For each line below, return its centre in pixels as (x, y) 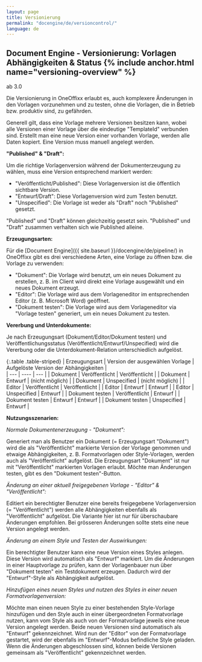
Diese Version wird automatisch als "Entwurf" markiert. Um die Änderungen (100, 559)
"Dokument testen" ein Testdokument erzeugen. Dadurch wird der (89, 571)
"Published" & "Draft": (35, 154)
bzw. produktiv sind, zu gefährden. (49, 111)
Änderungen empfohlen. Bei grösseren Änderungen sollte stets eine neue (98, 523)
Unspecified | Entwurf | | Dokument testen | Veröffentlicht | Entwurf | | (93, 393)
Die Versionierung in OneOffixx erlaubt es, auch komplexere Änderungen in (99, 98)
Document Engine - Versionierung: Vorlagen (91, 53)
